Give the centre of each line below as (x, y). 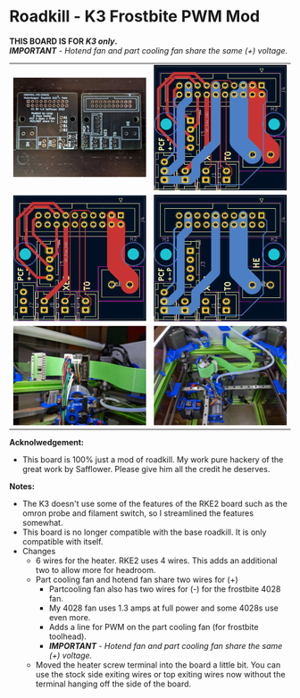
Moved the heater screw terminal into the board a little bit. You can (158, 665)
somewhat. (42, 522)
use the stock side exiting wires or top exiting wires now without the (160, 674)
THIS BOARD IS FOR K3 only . (63, 41)
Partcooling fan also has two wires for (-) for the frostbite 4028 (165, 589)
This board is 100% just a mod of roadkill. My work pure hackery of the (153, 459)
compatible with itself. (62, 541)
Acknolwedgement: (47, 442)
